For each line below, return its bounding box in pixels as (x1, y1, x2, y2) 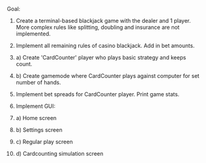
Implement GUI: (15, 102, 56, 110)
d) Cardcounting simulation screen (15, 150, 104, 157)
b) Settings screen (15, 126, 63, 134)
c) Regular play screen (15, 138, 73, 145)
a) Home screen (15, 115, 57, 121)
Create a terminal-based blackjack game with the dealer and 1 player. (15, 17, 191, 24)
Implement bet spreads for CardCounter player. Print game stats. (15, 91, 180, 97)
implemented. (15, 30, 51, 37)
